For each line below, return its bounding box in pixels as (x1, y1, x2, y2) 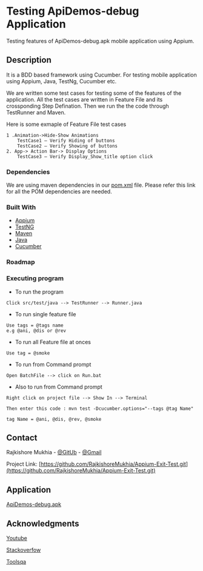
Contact (6, 432, 38, 443)
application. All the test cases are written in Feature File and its (6, 95, 163, 103)
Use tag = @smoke (6, 350, 50, 356)
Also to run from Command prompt (15, 383, 103, 390)
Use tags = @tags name (6, 322, 64, 328)
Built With (6, 202, 36, 211)
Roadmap (6, 258, 35, 266)
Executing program (6, 274, 64, 283)
